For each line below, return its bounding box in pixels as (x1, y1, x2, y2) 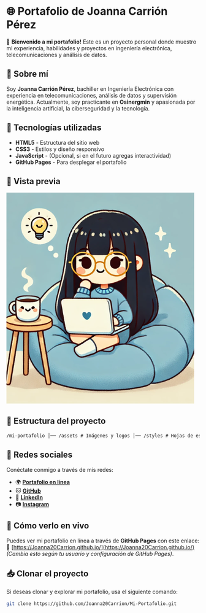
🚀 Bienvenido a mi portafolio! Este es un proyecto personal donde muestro (6, 38, 197, 45)
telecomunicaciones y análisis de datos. (6, 51, 107, 58)
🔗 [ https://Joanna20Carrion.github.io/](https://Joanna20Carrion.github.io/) (6, 543, 195, 550)
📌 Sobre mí (6, 69, 48, 79)
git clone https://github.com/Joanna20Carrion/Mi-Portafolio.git (6, 600, 177, 607)
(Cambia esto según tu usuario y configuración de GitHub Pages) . (6, 550, 174, 557)
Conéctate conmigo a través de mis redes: (6, 466, 113, 473)
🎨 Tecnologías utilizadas (6, 123, 102, 133)
